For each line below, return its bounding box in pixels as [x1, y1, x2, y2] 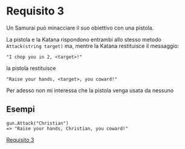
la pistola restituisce [6, 65, 56, 72]
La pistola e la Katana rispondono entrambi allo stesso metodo [6, 36, 161, 43]
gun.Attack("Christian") [6, 120, 69, 126]
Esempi [6, 104, 35, 115]
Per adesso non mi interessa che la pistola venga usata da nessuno [6, 86, 174, 94]
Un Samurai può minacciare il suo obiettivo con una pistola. [6, 24, 154, 31]
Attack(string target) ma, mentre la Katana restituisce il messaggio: [6, 42, 180, 49]
